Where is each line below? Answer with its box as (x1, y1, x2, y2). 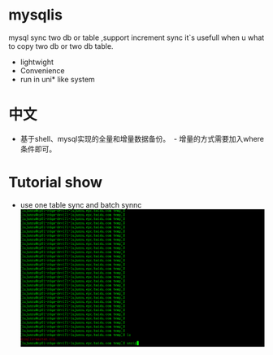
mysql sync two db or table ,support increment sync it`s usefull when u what (8, 33, 265, 42)
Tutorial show (8, 173, 103, 192)
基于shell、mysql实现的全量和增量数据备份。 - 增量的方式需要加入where (19, 134, 265, 143)
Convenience (19, 65, 65, 75)
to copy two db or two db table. (8, 41, 114, 50)
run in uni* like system (19, 74, 95, 84)
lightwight (19, 57, 54, 67)
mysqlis (8, 6, 63, 24)
